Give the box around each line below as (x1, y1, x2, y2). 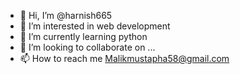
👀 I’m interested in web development (19, 20, 171, 32)
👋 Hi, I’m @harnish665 (19, 10, 113, 21)
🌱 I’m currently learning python (19, 31, 148, 42)
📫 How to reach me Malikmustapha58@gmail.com (19, 53, 230, 64)
